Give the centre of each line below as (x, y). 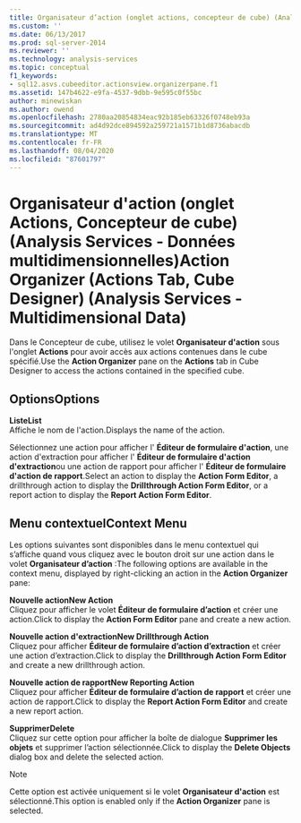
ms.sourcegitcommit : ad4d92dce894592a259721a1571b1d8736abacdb (130, 126)
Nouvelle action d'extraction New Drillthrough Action (109, 637)
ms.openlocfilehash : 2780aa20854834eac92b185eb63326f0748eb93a (130, 117)
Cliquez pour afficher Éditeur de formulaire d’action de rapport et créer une (150, 692)
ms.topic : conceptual (50, 68)
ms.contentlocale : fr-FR (56, 142)
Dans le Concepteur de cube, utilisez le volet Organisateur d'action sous (145, 342)
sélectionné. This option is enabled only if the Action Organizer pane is (140, 802)
